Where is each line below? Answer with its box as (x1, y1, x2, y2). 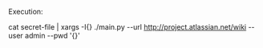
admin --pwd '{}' (25, 31, 80, 40)
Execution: (8, 7, 43, 16)
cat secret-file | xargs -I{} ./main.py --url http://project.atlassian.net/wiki (8, 22, 247, 31)
